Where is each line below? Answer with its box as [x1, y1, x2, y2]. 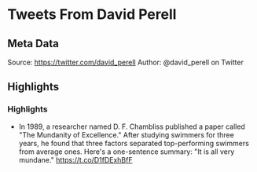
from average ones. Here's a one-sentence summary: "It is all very [18, 147, 235, 156]
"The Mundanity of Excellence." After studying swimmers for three [18, 130, 235, 139]
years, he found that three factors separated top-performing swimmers [18, 138, 249, 148]
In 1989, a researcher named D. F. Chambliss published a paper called [18, 122, 245, 131]
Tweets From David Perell [7, 5, 177, 24]
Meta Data [7, 37, 60, 50]
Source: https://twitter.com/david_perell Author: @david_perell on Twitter [7, 57, 244, 67]
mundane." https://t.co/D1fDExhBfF [18, 155, 133, 164]
